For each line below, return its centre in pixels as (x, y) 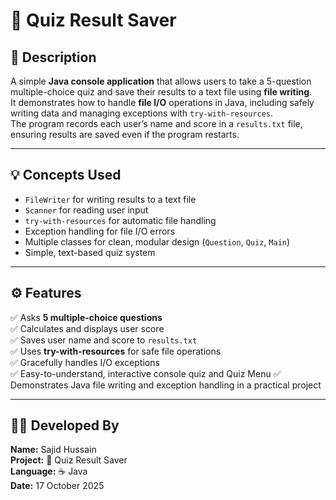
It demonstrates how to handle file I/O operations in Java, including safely (162, 102)
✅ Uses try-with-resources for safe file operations (116, 351)
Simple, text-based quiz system (90, 252)
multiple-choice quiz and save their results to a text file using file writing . (161, 92)
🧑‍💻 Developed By (65, 425)
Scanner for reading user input (86, 210)
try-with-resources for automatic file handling (120, 220)
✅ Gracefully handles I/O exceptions (85, 362)
